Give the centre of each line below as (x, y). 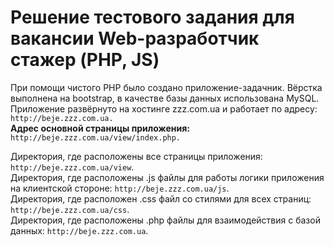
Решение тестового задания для (152, 17)
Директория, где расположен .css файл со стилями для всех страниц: (161, 198)
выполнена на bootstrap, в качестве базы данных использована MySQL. (165, 98)
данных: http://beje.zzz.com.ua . (79, 230)
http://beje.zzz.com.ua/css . (70, 209)
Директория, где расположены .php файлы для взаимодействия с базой (165, 220)
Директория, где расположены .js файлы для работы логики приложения (167, 177)
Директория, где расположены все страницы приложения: (136, 156)
